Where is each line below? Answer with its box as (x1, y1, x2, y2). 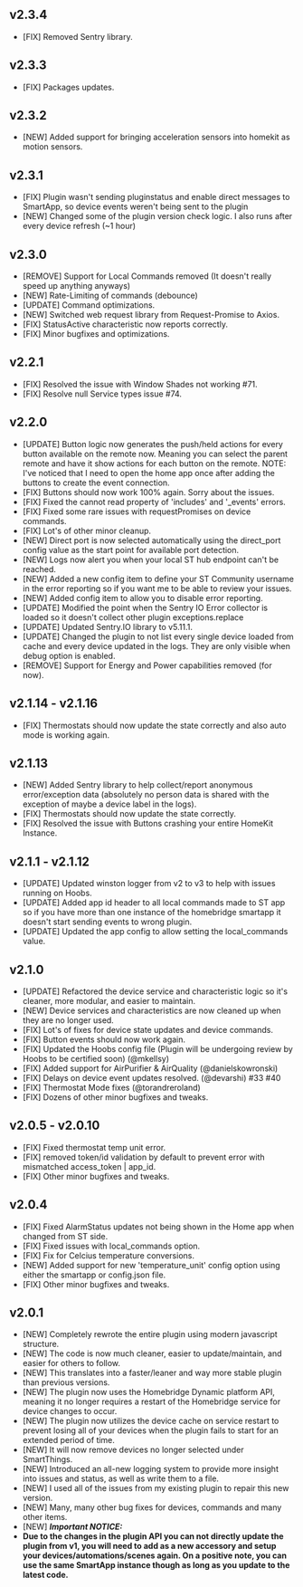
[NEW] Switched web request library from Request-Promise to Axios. (22, 310, 280, 320)
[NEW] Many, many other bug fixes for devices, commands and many (22, 1502, 282, 1513)
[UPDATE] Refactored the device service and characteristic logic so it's (22, 986, 288, 997)
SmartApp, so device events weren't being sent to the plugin (22, 201, 249, 212)
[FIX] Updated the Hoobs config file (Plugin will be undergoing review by (22, 1043, 294, 1054)
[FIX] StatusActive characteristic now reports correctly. (22, 319, 229, 330)
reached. (22, 563, 57, 574)
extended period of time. (22, 1435, 116, 1446)
